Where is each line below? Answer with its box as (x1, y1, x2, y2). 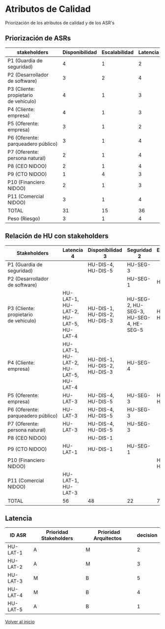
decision (137, 532, 158, 539)
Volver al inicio (5, 619, 35, 625)
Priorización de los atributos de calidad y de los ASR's (5, 20, 114, 26)
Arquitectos (93, 535, 122, 542)
